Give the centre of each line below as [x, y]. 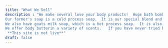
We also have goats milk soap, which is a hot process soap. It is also [84, 24]
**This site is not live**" [36, 33]
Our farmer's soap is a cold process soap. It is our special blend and [84, 19]
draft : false [19, 38]
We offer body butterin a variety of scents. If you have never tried [82, 28]
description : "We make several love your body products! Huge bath [79, 14]
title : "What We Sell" [29, 10]
